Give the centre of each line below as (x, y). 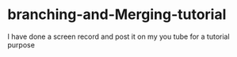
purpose (21, 44)
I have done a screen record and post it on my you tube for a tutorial (119, 36)
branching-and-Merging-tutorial (117, 15)
